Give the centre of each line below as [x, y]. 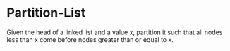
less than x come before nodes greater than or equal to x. [90, 39]
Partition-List [46, 13]
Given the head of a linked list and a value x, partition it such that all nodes [115, 32]
